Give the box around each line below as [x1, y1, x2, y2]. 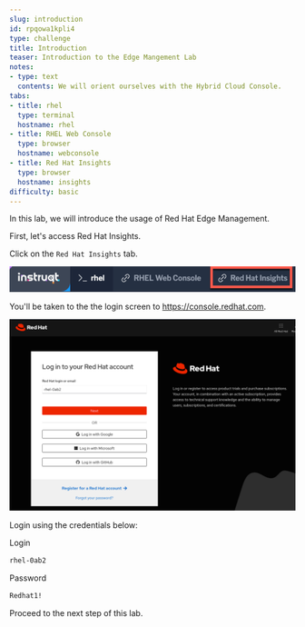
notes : [9, 63, 34, 72]
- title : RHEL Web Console [9, 130, 112, 139]
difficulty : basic [9, 187, 79, 196]
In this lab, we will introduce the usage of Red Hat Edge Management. [9, 214, 271, 224]
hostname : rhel [17, 120, 75, 129]
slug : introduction [9, 15, 84, 24]
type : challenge [9, 34, 71, 43]
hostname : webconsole [17, 149, 100, 158]
